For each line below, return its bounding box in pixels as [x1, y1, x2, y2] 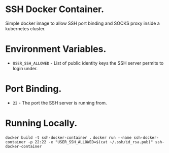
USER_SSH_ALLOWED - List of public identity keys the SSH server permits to [12, 60, 164, 66]
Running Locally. [5, 118, 78, 129]
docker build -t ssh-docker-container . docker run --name [5, 135, 132, 140]
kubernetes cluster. [5, 25, 46, 31]
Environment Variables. [5, 43, 107, 55]
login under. [12, 65, 38, 71]
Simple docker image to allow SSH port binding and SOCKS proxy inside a [5, 20, 160, 26]
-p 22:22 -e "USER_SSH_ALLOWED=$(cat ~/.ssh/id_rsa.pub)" [27, 139, 153, 144]
